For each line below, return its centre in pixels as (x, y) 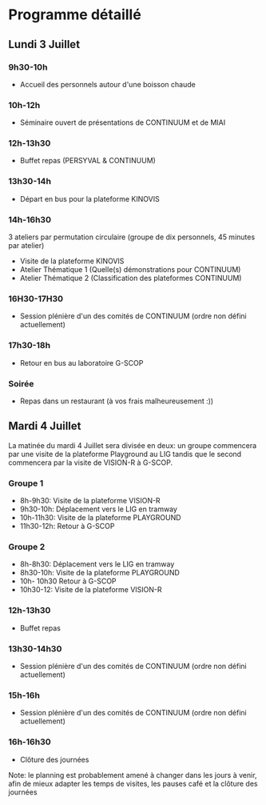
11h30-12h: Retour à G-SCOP (67, 527)
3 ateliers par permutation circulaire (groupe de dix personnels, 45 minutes (132, 237)
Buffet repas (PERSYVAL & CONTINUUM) (87, 161)
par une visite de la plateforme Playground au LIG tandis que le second (125, 454)
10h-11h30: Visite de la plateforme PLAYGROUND (100, 518)
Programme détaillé (75, 15)
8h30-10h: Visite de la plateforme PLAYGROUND (99, 573)
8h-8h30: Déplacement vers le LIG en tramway (97, 564)
